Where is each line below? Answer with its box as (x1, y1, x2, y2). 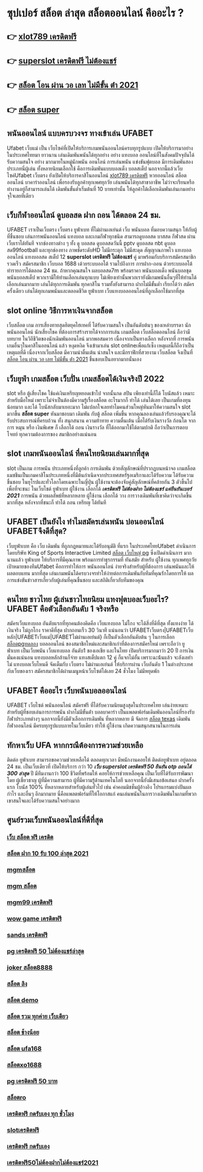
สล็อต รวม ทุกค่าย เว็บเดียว (7, 1012, 68, 1020)
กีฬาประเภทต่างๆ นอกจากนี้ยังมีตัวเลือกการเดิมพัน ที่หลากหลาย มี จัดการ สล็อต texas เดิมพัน (7, 715, 191, 723)
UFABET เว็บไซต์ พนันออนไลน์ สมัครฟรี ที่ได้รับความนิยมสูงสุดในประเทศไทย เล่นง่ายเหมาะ (7, 702, 189, 709)
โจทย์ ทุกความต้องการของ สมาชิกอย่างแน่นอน (7, 430, 97, 438)
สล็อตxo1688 (7, 1061, 42, 1070)
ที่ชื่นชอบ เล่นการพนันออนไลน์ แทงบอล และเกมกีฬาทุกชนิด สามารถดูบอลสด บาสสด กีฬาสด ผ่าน (7, 233, 196, 240)
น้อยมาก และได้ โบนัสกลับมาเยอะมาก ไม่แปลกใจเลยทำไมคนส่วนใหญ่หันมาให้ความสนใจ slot (7, 403, 191, 410)
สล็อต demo (7, 996, 39, 1004)
